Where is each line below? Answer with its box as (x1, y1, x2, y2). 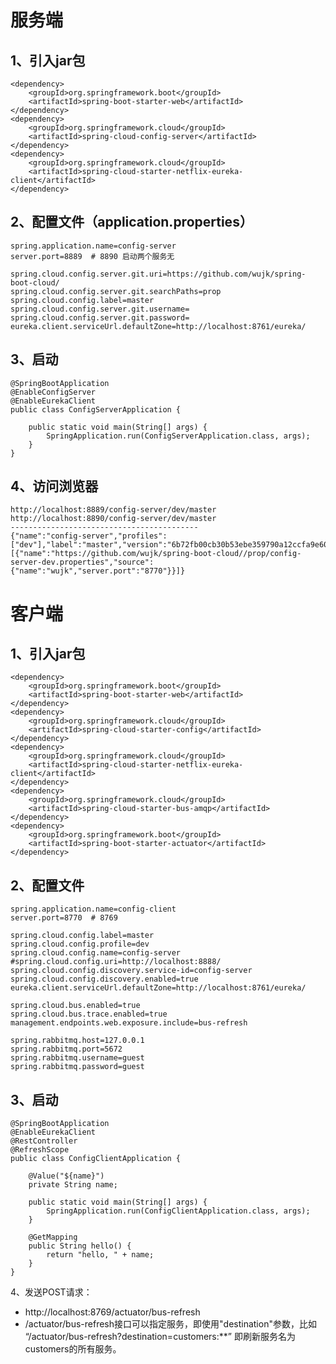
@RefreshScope (10, 1145, 70, 1155)
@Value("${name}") (28, 1171, 105, 1181)
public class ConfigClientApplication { (10, 1154, 182, 1164)
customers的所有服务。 (24, 1343, 122, 1355)
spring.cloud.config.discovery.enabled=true (10, 974, 199, 985)
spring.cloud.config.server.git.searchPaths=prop (10, 286, 222, 296)
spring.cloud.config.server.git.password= (10, 312, 190, 323)
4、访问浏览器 (10, 478, 99, 495)
